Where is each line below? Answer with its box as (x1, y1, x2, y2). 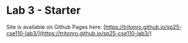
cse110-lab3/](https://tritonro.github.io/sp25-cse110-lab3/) (6, 29, 152, 36)
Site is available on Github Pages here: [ (6, 23, 106, 30)
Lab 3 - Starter (6, 4, 81, 17)
